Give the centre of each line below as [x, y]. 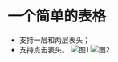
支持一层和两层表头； [54, 40]
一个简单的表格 [57, 16]
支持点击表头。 [44, 49]
